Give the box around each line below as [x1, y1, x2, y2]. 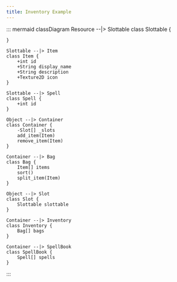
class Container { [6, 122, 53, 128]
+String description [17, 69, 69, 75]
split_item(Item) [17, 175, 61, 181]
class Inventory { [6, 222, 53, 229]
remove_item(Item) [17, 137, 63, 144]
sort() [17, 169, 34, 175]
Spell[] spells [17, 254, 56, 260]
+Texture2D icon [17, 74, 59, 80]
